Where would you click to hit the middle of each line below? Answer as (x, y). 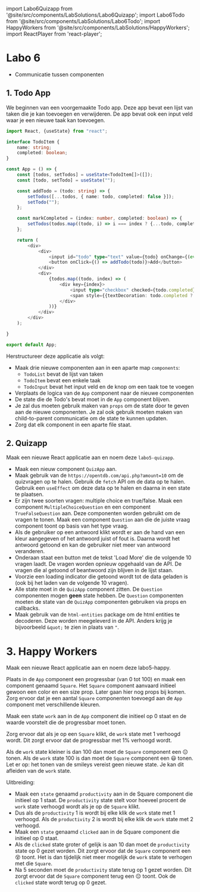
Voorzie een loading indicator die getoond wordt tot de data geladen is (101, 576)
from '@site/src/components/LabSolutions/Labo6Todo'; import (83, 21)
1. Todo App (28, 93)
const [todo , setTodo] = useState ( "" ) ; (66, 180)
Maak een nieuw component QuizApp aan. (66, 469)
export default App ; (32, 345)
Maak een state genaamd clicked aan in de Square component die (97, 832)
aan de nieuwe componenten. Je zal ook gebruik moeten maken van (99, 412)
